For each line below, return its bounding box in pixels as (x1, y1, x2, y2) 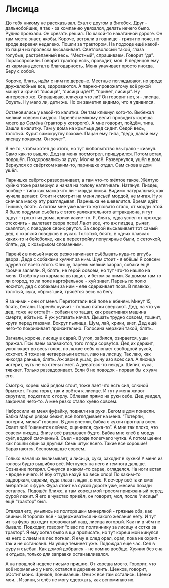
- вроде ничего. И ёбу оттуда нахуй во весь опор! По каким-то (5, 471, 141, 477)
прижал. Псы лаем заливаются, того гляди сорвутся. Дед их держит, (5, 340, 154, 346)
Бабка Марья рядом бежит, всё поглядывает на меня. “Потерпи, (5, 413, 144, 419)
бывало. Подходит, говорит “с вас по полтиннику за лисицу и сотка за (5, 524, 157, 530)
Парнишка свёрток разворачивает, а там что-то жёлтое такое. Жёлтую (5, 177, 159, 183)
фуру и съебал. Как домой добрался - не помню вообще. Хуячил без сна (5, 546, 163, 552)
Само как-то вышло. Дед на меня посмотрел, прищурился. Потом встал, (5, 151, 163, 157)
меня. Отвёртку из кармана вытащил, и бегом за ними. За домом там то (5, 272, 162, 278)
